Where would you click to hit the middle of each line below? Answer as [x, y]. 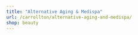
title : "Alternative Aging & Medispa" [54, 12]
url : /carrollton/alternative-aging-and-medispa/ [69, 17]
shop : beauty [22, 23]
